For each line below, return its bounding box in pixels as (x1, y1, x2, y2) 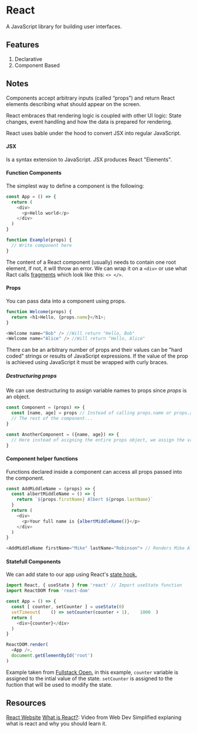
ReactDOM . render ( (6, 642, 49, 648)
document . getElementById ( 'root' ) (11, 653, 93, 659)
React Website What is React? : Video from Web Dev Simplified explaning (6, 714, 182, 721)
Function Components (6, 169, 62, 177)
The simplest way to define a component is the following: (6, 182, 145, 189)
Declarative (14, 55, 43, 62)
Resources (6, 698, 46, 708)
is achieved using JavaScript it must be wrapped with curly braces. (6, 359, 168, 366)
